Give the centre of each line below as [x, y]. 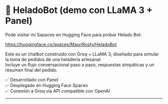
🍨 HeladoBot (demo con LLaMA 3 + [79, 10]
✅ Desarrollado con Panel [32, 79]
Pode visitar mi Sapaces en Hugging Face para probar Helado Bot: [73, 34]
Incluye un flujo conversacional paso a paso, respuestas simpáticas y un [80, 64]
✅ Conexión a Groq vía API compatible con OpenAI [57, 91]
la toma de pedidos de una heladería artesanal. [53, 59]
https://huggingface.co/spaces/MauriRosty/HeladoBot [61, 44]
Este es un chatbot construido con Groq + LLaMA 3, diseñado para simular [82, 54]
